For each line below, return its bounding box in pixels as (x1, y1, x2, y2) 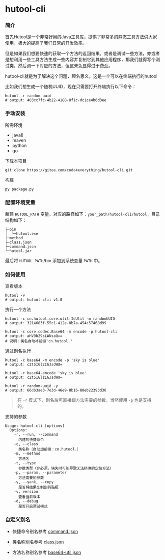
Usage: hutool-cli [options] (5, 423, 65, 428)
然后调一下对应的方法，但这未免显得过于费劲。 (18, 63, 113, 69)
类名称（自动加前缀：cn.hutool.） (18, 447, 81, 452)
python (12, 142, 27, 148)
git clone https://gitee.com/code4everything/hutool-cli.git (5, 168, 133, 172)
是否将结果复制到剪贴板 (18, 485, 59, 490)
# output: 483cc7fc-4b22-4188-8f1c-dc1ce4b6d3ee (5, 98, 107, 103)
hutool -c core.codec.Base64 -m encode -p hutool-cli (5, 329, 118, 335)
